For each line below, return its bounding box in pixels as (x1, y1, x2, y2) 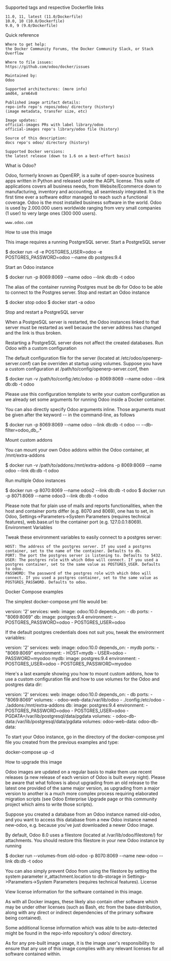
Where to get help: (5, 42, 47, 47)
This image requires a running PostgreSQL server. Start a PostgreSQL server (5, 239, 166, 245)
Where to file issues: (5, 60, 53, 65)
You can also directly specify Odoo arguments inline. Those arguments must (5, 407, 165, 412)
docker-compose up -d (5, 749, 54, 755)
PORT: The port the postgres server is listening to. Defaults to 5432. (5, 553, 163, 558)
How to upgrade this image (5, 759, 62, 765)
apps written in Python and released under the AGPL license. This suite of (5, 178, 160, 184)
